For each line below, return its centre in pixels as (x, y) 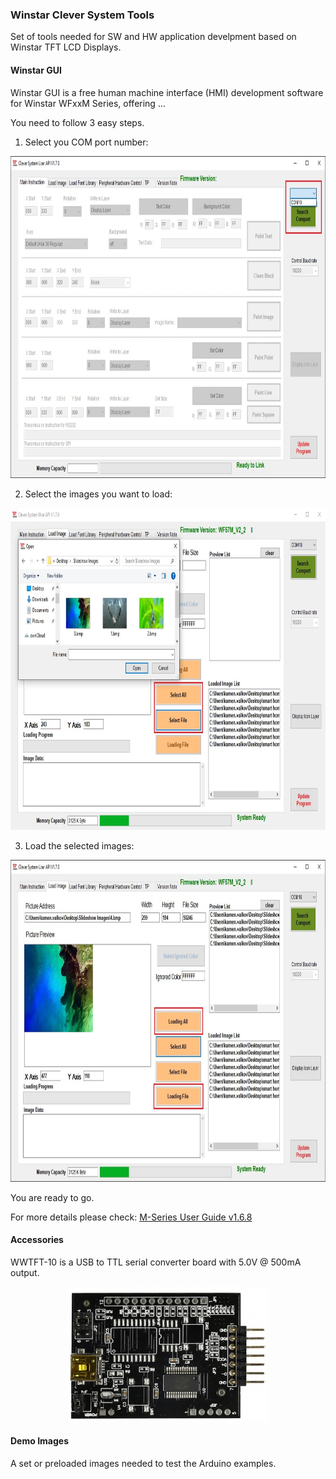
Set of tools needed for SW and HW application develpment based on (153, 37)
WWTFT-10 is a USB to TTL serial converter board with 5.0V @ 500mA (156, 1262)
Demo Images (39, 1441)
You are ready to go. (52, 1197)
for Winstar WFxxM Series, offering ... (88, 103)
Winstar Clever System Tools (82, 15)
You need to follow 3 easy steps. (77, 122)
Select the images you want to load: (98, 494)
